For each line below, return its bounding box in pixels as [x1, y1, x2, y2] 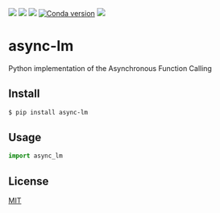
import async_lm [8, 152, 63, 161]
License [8, 174, 49, 188]
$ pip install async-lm [8, 108, 89, 116]
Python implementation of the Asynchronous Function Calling [8, 63, 212, 73]
